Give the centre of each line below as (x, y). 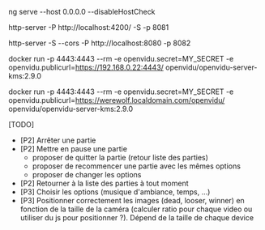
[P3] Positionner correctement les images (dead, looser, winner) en (132, 200)
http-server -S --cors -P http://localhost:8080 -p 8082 (100, 43)
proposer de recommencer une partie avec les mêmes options (137, 166)
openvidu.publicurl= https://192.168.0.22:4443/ (86, 67)
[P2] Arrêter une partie (58, 140)
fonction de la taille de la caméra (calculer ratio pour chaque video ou (136, 209)
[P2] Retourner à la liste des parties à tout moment (104, 183)
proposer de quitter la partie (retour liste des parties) (120, 158)
